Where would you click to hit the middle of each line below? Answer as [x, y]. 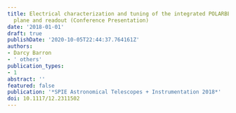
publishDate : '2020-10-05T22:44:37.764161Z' [73, 40]
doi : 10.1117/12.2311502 [44, 99]
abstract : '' [26, 79]
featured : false [31, 86]
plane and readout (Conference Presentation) [81, 20]
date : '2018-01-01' [36, 27]
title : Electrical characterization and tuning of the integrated [106, 14]
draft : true [25, 33]
